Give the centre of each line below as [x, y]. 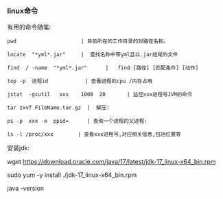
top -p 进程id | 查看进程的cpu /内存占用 [80, 81]
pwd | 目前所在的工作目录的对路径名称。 [88, 42]
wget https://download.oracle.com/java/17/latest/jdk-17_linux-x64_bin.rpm [111, 162]
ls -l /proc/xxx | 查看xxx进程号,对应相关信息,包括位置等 [94, 134]
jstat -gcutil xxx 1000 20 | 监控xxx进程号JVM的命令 [100, 95]
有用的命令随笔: [29, 27]
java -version [26, 188]
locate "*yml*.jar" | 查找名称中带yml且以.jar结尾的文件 [93, 55]
